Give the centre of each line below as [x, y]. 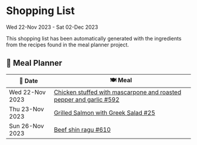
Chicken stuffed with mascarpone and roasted [118, 92]
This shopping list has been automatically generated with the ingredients [94, 38]
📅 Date [28, 81]
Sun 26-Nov [26, 126]
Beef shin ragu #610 [82, 129]
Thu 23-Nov [26, 109]
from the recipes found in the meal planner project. [67, 45]
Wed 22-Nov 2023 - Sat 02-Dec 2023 [52, 27]
